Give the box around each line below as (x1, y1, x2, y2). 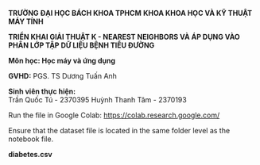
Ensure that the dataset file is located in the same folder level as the (8, 126, 231, 135)
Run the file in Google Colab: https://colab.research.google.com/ (8, 110, 220, 120)
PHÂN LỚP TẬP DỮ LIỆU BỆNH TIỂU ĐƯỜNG (8, 40, 155, 50)
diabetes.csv (8, 150, 53, 159)
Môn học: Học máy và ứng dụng (8, 56, 116, 65)
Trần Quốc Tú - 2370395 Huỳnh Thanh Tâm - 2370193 (8, 95, 187, 104)
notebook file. (8, 134, 54, 144)
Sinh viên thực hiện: (8, 86, 76, 96)
